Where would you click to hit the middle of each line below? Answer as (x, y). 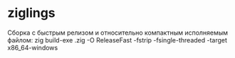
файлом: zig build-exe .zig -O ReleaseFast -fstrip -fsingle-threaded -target (117, 40)
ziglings (31, 13)
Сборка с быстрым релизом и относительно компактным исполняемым (118, 33)
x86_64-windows (33, 47)
